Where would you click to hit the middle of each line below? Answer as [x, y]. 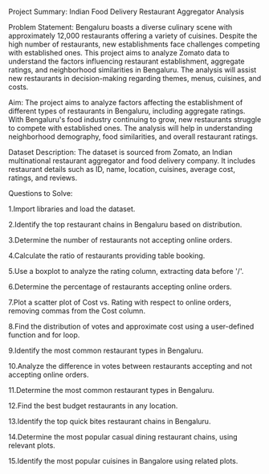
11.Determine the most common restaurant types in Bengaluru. [111, 390]
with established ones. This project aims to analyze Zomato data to [119, 53]
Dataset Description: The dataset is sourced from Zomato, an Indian [120, 152]
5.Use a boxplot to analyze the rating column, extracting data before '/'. [126, 271]
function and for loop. [44, 335]
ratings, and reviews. [43, 178]
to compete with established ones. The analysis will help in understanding [130, 128]
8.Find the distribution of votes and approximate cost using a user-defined [131, 326]
